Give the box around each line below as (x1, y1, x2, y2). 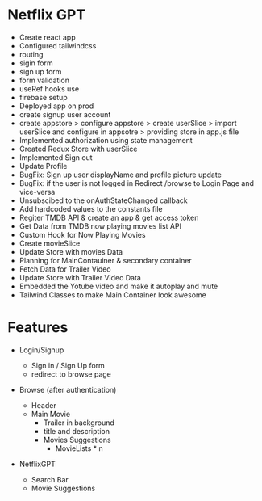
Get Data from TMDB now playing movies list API (19, 221, 182, 231)
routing (19, 49, 44, 59)
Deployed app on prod (19, 101, 94, 111)
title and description (43, 426, 110, 436)
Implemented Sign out (19, 152, 94, 162)
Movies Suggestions (43, 435, 111, 444)
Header (31, 400, 57, 410)
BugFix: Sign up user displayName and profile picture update (19, 170, 222, 179)
